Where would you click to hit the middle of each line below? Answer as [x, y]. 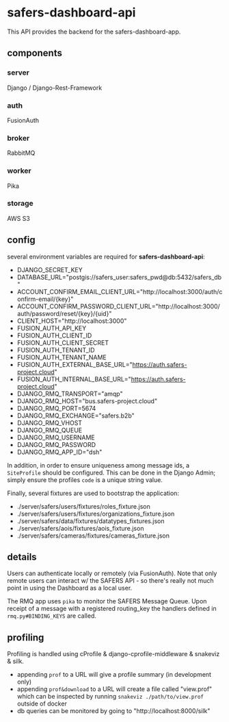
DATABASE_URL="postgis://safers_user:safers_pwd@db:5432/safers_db [119, 277]
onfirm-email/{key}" [45, 299]
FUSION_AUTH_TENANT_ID [56, 350]
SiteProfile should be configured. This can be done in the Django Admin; [111, 472]
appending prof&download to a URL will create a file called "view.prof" [114, 689]
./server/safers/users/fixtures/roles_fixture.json [83, 506]
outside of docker [42, 703]
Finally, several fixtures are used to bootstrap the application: [93, 493]
